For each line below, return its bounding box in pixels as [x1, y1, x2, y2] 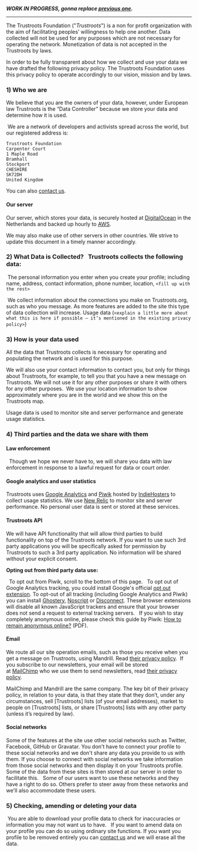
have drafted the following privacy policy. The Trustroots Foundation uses [6, 65, 185, 71]
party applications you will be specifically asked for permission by [6, 543, 167, 550]
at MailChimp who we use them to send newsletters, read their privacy [6, 667, 178, 674]
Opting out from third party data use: [6, 566, 98, 573]
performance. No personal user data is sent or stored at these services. [6, 503, 180, 510]
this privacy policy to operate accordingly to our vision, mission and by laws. [6, 71, 192, 78]
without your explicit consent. [6, 555, 78, 562]
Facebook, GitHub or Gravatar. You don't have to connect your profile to [6, 743, 181, 750]
